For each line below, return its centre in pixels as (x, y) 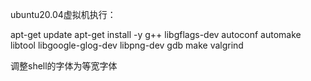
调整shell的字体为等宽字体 (64, 66)
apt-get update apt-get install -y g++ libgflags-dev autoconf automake (156, 34)
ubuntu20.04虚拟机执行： (63, 14)
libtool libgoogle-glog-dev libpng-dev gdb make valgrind (127, 45)
